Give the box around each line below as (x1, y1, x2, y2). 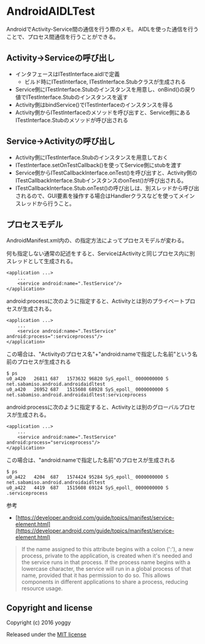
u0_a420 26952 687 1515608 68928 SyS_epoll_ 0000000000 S (6, 387, 169, 393)
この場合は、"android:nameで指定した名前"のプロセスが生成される (6, 457, 176, 464)
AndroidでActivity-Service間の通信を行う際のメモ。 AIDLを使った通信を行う (6, 25, 199, 33)
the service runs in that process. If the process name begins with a (21, 559, 191, 566)
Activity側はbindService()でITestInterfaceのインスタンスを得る (15, 101, 174, 108)
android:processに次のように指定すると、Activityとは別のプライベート (6, 297, 185, 305)
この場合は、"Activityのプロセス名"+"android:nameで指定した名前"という (6, 350, 192, 358)
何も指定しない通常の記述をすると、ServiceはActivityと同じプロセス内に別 (6, 250, 195, 257)
